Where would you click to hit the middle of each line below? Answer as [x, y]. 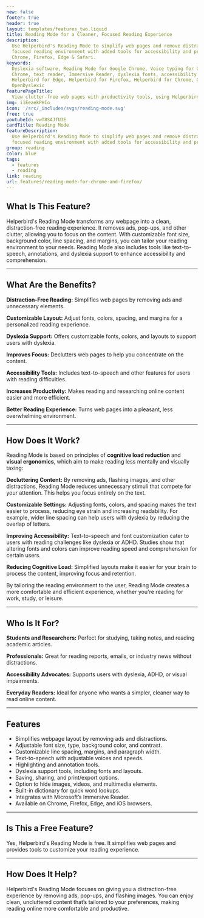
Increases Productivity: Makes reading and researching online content [95, 391]
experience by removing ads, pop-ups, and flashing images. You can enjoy [100, 895]
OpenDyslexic [28, 86]
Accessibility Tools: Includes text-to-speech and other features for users [98, 373]
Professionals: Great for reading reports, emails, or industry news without [99, 656]
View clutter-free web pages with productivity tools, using [91, 97]
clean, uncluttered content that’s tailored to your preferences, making [93, 902]
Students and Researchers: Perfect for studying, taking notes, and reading [100, 638]
